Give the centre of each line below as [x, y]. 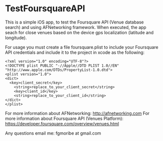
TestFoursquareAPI [45, 9]
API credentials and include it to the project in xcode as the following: [75, 52]
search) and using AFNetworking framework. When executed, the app [76, 27]
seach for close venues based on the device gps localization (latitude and [79, 32]
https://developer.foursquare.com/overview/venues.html [62, 123]
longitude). [16, 38]
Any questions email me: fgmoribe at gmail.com [53, 133]
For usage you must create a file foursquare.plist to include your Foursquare [82, 47]
